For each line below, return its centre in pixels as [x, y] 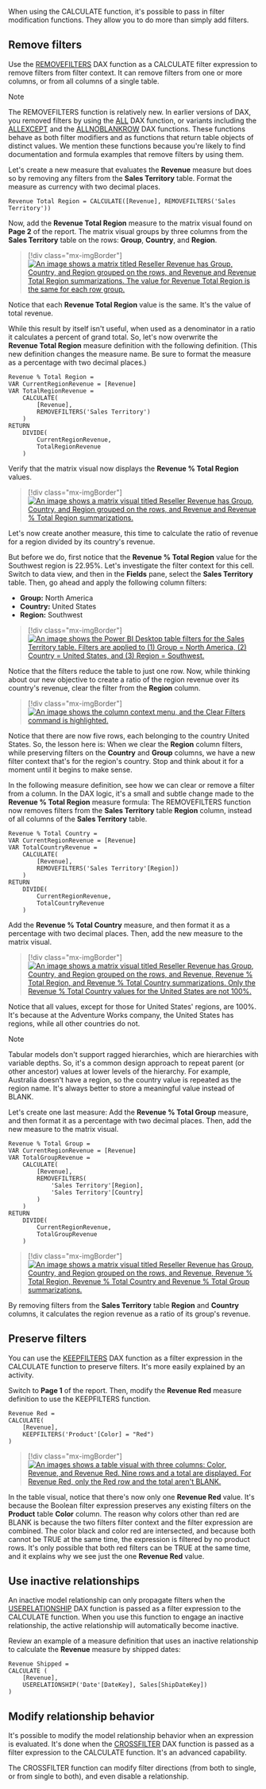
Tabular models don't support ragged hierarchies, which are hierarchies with [133, 1054]
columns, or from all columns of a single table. [84, 81]
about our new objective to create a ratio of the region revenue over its [124, 679]
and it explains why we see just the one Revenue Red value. [106, 1556]
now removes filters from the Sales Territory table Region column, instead [130, 810]
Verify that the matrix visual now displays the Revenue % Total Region [124, 468]
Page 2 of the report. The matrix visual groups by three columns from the [128, 231]
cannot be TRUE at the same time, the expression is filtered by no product [129, 1539]
